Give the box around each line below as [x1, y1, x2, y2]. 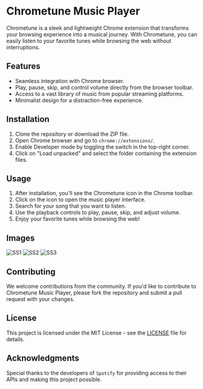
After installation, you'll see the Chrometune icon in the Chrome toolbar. [15, 190, 194, 197]
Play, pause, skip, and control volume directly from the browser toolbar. [15, 84, 194, 91]
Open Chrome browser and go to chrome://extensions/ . [15, 136, 155, 144]
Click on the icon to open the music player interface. [15, 196, 146, 204]
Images [6, 233, 35, 243]
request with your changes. [6, 296, 75, 302]
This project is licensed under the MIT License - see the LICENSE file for [6, 329, 187, 336]
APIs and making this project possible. [6, 376, 102, 383]
